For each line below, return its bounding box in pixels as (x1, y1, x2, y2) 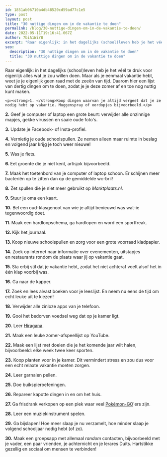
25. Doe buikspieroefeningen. (5, 382, 66, 388)
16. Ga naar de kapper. (5, 279, 52, 285)
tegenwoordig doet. (5, 210, 46, 216)
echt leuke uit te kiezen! (5, 294, 54, 300)
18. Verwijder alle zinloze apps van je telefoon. (5, 303, 100, 310)
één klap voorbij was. (5, 269, 49, 275)
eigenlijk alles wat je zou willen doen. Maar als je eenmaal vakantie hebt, (5, 73, 154, 79)
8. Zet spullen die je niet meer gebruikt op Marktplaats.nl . (5, 185, 123, 191)
